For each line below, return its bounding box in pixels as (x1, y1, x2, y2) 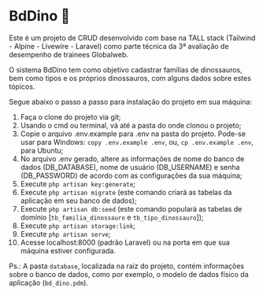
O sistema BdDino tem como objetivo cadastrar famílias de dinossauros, (9, 65, 243, 74)
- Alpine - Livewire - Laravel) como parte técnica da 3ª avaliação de (9, 41, 229, 50)
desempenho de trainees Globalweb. (9, 50, 129, 59)
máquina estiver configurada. (20, 245, 117, 255)
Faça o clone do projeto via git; (20, 112, 121, 121)
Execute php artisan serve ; (20, 229, 111, 238)
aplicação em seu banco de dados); (20, 196, 137, 205)
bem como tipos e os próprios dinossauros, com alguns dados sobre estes (9, 73, 251, 83)
